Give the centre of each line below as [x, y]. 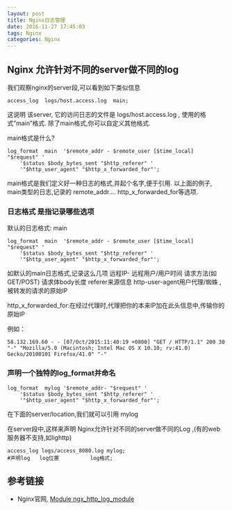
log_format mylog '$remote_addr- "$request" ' [77, 388]
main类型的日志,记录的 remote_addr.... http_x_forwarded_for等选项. [103, 191]
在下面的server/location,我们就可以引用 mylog [73, 414]
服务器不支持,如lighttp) [40, 437]
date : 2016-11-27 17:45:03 [46, 26]
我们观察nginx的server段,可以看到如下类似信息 [74, 87]
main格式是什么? [31, 138]
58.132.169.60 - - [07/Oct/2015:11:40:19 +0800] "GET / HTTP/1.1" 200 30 [116, 342]
